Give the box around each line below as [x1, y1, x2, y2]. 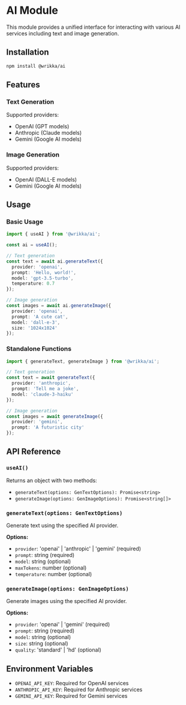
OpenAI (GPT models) [14, 123, 70, 130]
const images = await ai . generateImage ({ [6, 303, 112, 309]
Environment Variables [6, 664, 94, 674]
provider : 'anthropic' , [11, 380, 71, 387]
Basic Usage [6, 217, 44, 225]
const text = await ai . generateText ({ [6, 258, 103, 264]
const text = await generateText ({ [6, 375, 95, 381]
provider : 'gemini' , [11, 419, 63, 425]
